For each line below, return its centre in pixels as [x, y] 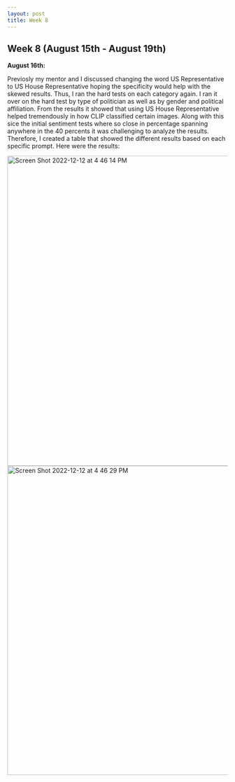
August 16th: [26, 66]
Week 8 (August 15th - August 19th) [87, 49]
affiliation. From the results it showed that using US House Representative [113, 109]
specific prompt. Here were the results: [64, 146]
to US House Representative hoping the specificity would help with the [109, 87]
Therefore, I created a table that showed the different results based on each [116, 139]
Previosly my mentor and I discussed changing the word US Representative [116, 79]
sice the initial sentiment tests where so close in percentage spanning [108, 124]
